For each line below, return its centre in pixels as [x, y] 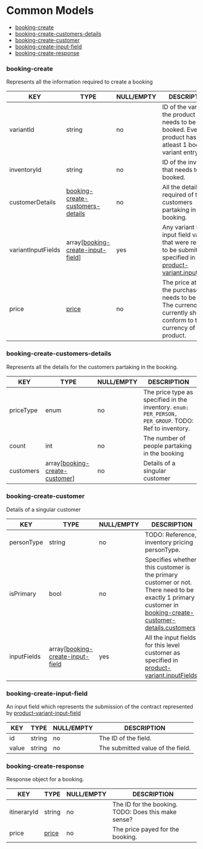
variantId [22, 129]
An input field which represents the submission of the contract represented [100, 707]
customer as [163, 652]
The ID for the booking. [145, 804]
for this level [162, 645]
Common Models [50, 11]
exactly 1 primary [170, 597]
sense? [122, 819]
